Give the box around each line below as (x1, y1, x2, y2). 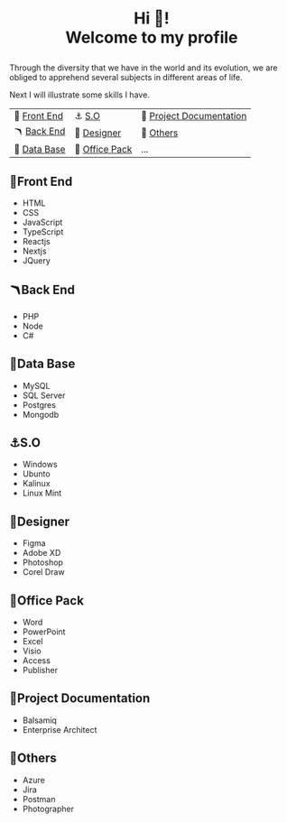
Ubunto (22, 468, 51, 479)
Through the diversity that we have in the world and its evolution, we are (9, 62, 278, 73)
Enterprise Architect (22, 724, 97, 735)
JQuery (22, 255, 51, 265)
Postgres (22, 399, 57, 410)
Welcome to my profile (65, 27, 238, 48)
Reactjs (22, 236, 51, 246)
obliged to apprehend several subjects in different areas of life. (9, 72, 244, 83)
